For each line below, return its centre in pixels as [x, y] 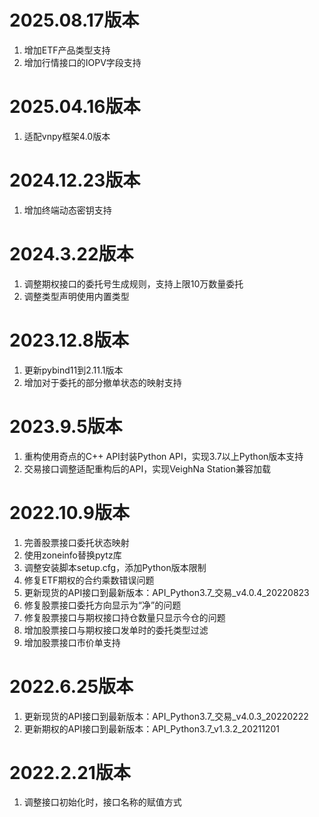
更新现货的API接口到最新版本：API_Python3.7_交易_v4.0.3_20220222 [166, 716]
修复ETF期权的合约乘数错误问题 [89, 580]
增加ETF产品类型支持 [67, 50]
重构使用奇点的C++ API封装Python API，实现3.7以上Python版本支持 [163, 456]
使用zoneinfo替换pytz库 [72, 555]
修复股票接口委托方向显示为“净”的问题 [102, 605]
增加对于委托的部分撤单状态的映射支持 [102, 382]
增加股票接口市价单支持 [72, 642]
